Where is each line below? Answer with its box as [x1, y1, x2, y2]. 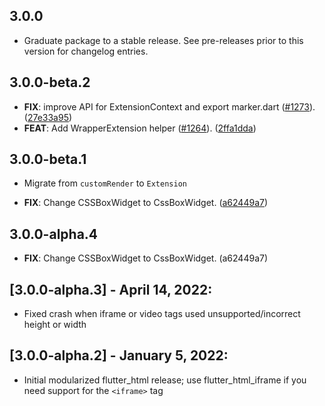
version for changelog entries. [23, 45, 149, 57]
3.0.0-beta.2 [9, 74, 91, 91]
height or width [23, 319, 87, 331]
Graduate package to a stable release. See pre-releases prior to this [23, 34, 304, 46]
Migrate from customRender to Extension [23, 177, 187, 189]
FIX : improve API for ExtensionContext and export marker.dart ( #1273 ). [23, 100, 316, 113]
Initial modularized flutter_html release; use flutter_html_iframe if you [23, 374, 307, 386]
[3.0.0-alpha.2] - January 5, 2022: [9, 347, 229, 364]
